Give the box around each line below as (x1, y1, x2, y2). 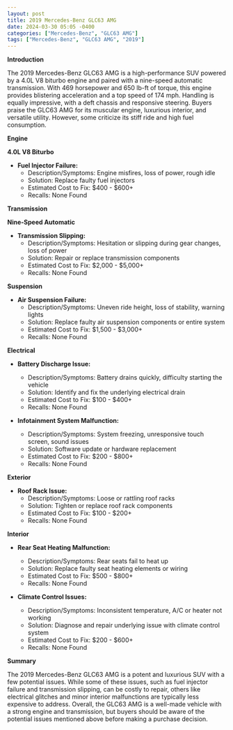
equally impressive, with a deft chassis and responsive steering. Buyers (7, 98, 212, 107)
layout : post (7, 10, 45, 17)
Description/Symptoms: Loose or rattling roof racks (27, 494, 175, 502)
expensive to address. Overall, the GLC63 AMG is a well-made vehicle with (7, 700, 222, 708)
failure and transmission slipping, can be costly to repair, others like (7, 685, 201, 694)
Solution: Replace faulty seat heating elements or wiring (27, 565, 188, 573)
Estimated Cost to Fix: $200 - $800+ (27, 452, 134, 461)
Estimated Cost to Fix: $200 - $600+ (27, 636, 134, 644)
